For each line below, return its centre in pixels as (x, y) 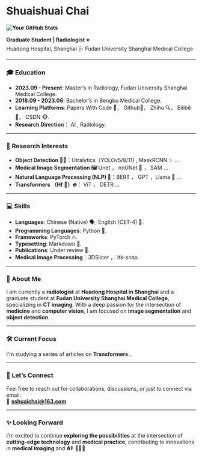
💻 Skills (18, 206)
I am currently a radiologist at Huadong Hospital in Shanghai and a (90, 292)
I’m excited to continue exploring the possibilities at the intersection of (95, 436)
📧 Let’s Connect (30, 375)
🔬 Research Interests (37, 146)
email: (14, 395)
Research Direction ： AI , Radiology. (60, 125)
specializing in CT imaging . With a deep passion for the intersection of (94, 305)
